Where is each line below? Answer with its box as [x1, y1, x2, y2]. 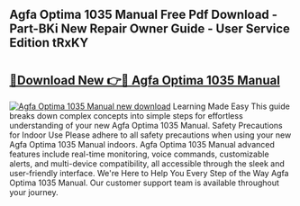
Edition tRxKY [9, 35, 89, 50]
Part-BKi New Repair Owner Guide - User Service [9, 22, 291, 37]
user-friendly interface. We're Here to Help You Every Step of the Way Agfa [9, 168, 289, 178]
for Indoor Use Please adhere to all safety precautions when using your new [9, 130, 292, 140]
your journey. [9, 187, 59, 197]
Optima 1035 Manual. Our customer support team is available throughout [9, 177, 279, 188]
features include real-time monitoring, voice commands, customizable [9, 148, 269, 159]
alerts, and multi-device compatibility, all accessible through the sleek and [9, 158, 286, 169]
